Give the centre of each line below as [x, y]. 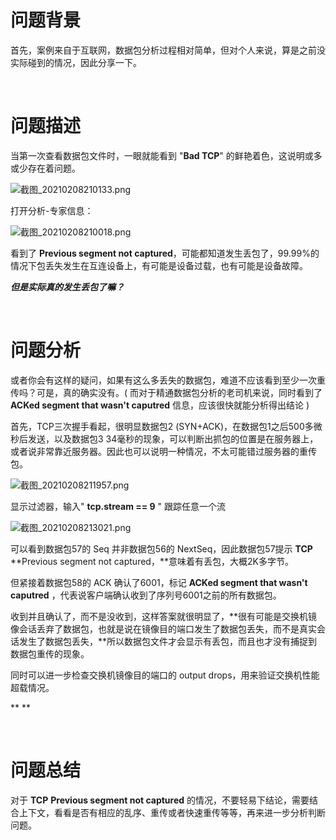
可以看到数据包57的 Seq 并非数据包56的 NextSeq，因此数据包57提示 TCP [161, 548]
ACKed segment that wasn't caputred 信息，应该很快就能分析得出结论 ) [160, 405]
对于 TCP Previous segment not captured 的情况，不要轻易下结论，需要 [160, 800]
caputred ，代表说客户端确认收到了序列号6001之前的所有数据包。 [146, 595]
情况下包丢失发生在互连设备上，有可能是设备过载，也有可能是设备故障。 [159, 265]
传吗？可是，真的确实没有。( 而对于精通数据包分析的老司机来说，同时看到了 [166, 392]
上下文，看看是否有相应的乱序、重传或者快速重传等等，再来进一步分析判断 [172, 812]
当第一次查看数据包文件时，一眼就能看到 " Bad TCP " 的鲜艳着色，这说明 [157, 155]
